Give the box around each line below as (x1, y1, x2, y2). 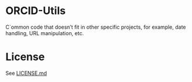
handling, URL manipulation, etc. (5, 29, 85, 36)
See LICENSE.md (5, 69, 48, 77)
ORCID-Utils (5, 4, 66, 18)
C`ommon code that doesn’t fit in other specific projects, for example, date (5, 23, 186, 30)
